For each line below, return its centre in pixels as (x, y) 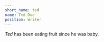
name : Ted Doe (20, 15)
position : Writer (23, 19)
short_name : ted (22, 10)
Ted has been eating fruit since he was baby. (52, 34)
